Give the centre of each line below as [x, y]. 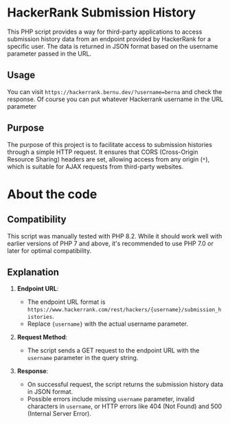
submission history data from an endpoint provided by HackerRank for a [109, 38]
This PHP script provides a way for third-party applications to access [105, 32]
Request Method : [42, 337]
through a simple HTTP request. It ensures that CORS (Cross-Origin [103, 152]
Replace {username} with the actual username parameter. [108, 324]
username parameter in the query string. [83, 358]
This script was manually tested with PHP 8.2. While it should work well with [115, 236]
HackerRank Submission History [102, 13]
